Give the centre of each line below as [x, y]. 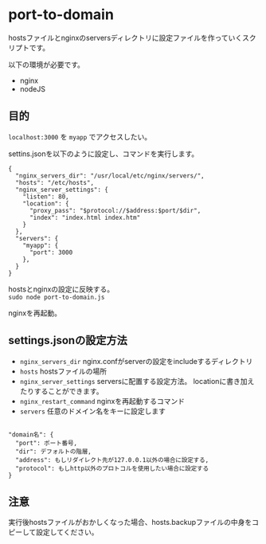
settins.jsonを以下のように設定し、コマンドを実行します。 [104, 154]
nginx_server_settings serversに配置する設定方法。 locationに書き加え [137, 381]
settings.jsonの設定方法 [68, 340]
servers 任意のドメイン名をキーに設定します [92, 411]
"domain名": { [31, 434]
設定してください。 [67, 532]
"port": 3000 [51, 252]
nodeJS [33, 88]
